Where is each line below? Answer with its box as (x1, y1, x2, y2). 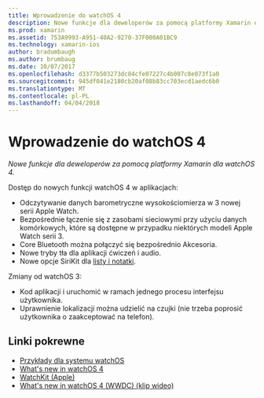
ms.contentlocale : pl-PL (8, 92, 90, 100)
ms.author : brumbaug (8, 56, 76, 64)
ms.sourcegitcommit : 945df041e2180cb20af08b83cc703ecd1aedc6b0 (8, 77, 220, 85)
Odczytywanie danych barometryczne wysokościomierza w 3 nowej (19, 198, 241, 208)
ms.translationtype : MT (8, 84, 86, 93)
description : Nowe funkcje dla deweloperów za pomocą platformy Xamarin (8, 19, 251, 27)
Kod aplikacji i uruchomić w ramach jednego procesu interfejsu (19, 287, 224, 297)
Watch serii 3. (19, 231, 64, 241)
